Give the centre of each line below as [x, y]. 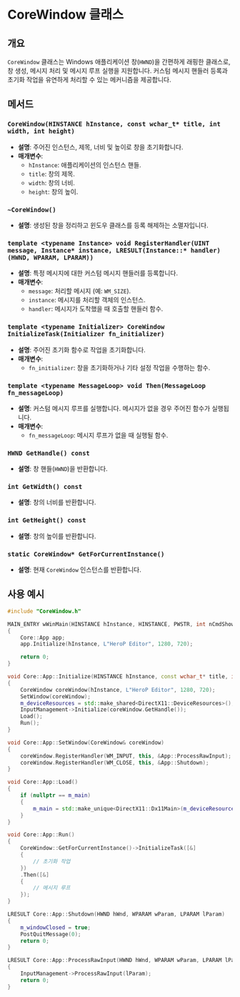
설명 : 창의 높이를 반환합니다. [57, 536]
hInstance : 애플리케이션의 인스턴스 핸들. [85, 164]
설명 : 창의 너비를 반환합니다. [57, 502]
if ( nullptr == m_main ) [56, 795]
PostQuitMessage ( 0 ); [51, 934]
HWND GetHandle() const [49, 453]
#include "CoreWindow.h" [44, 611]
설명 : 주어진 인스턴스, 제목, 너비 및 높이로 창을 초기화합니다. [100, 147]
